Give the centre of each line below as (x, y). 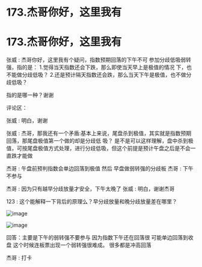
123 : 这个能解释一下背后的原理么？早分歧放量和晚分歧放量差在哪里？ (92, 202)
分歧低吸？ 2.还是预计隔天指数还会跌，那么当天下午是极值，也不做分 (107, 75)
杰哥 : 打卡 (19, 258)
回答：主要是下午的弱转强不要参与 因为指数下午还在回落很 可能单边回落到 (97, 238)
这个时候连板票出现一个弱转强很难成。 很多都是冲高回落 (82, 245)
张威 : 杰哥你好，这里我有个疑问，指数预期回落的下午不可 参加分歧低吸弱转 (99, 60)
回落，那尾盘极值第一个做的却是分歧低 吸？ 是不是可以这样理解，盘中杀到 (97, 141)
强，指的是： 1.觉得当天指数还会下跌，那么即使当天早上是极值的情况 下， (96, 67)
